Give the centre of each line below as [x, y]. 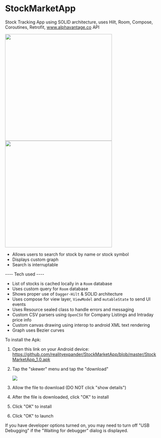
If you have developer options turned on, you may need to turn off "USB [77, 425]
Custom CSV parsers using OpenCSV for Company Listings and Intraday [83, 315]
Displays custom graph [35, 259]
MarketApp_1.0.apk [31, 359]
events [19, 304]
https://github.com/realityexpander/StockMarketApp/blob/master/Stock [84, 354]
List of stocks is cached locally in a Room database [62, 283]
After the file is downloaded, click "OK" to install [60, 397]
